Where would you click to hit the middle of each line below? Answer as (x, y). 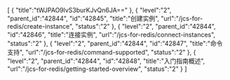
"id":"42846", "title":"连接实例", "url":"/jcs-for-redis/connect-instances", (111, 35)
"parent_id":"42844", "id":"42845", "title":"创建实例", (83, 18)
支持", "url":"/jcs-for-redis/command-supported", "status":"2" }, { (102, 52)
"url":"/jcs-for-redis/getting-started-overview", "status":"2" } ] (97, 69)
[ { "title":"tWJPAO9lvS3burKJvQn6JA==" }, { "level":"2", (89, 10)
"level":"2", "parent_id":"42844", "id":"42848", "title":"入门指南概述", (106, 61)
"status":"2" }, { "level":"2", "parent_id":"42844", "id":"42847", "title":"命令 (115, 44)
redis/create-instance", (41, 26)
